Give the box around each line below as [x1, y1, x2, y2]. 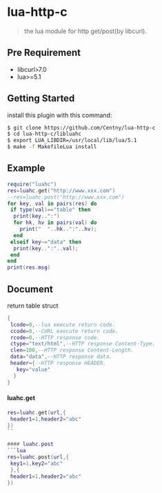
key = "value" [16, 366, 51, 373]
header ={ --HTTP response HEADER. [10, 360, 107, 367]
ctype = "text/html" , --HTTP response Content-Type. [10, 341, 156, 348]
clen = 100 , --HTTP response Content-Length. [10, 347, 134, 354]
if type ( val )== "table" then [10, 206, 91, 214]
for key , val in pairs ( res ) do [7, 200, 97, 207]
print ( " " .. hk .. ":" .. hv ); [19, 225, 97, 232]
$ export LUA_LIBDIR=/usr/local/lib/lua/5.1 [7, 137, 137, 144]
